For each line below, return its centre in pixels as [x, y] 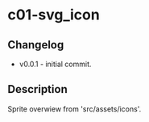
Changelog [36, 45]
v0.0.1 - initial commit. [55, 64]
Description [37, 89]
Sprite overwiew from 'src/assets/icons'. [74, 109]
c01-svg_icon [54, 15]
